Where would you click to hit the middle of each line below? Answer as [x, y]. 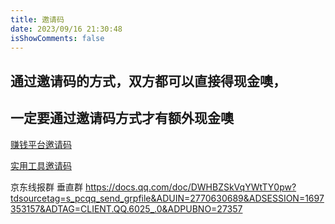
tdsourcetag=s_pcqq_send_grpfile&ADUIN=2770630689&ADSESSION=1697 [167, 198]
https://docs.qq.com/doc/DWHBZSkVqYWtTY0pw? [190, 187]
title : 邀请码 [37, 19]
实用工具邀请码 [41, 165]
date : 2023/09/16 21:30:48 [66, 29]
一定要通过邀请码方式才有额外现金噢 [122, 118]
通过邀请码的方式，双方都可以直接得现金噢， [148, 81]
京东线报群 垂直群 [46, 187]
